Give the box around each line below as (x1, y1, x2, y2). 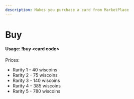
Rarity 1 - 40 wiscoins (12, 67, 58, 73)
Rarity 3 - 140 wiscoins (12, 77, 60, 83)
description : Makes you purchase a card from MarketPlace (5, 7, 129, 13)
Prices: (5, 57, 20, 63)
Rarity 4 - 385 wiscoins (12, 83, 61, 89)
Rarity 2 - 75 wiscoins (12, 72, 58, 78)
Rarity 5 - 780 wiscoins (12, 88, 61, 94)
